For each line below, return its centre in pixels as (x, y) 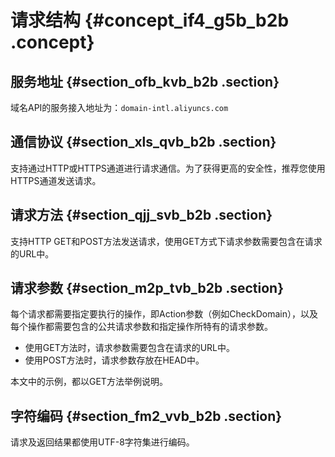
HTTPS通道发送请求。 (56, 180)
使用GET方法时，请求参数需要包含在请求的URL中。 (130, 348)
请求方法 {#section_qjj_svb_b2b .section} (141, 215)
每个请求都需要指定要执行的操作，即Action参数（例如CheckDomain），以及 (164, 314)
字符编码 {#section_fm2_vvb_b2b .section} (146, 416)
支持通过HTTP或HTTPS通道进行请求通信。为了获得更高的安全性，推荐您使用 (168, 168)
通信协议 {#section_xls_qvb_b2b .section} (143, 142)
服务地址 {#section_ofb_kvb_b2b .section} (145, 81)
